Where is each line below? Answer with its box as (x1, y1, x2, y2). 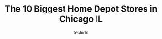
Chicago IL (59, 13, 103, 25)
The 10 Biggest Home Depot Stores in (4, 3, 158, 14)
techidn (73, 29, 89, 35)
